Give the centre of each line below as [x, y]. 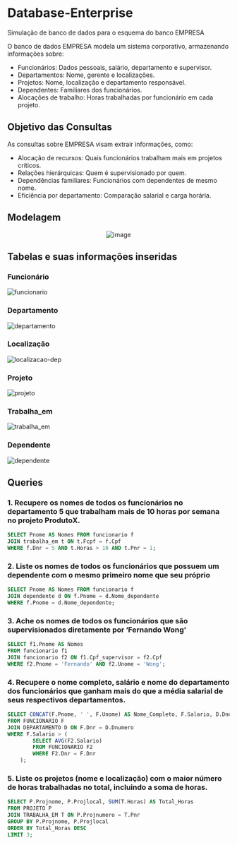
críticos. [29, 165]
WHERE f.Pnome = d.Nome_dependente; [61, 603]
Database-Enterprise [70, 13]
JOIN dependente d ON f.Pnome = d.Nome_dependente [83, 597]
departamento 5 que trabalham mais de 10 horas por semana [114, 512]
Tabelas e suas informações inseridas [92, 257]
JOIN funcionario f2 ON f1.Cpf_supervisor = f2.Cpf [85, 658]
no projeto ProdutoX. [44, 520]
